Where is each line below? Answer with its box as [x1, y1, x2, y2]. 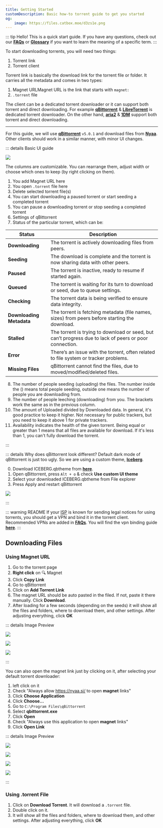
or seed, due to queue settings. [50, 287, 121, 294]
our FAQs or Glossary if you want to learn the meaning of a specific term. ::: [5, 39, 157, 45]
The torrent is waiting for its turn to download [50, 281, 153, 288]
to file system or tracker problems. [50, 355, 129, 361]
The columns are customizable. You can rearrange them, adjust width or [5, 164, 149, 170]
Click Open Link [12, 724, 45, 730]
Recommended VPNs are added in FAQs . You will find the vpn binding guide [5, 519, 158, 526]
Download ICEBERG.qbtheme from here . [12, 466, 93, 472]
